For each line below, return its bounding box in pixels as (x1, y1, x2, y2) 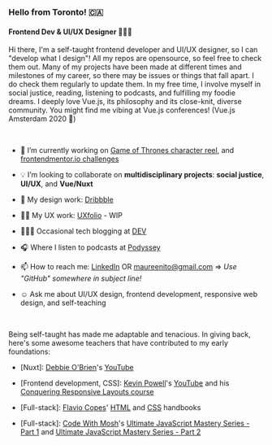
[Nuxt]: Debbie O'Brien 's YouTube (19, 363, 134, 373)
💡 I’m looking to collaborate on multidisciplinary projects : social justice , (19, 170, 265, 180)
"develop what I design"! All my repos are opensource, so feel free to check (8, 54, 262, 63)
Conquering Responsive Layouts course (19, 387, 154, 397)
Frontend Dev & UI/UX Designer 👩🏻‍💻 (8, 27, 132, 37)
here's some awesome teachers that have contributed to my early (8, 338, 229, 348)
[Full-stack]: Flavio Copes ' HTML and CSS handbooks (19, 403, 201, 412)
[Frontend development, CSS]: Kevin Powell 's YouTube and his (19, 378, 230, 388)
